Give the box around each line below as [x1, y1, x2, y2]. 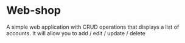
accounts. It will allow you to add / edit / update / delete [6, 29, 146, 36]
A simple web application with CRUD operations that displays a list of [6, 23, 180, 30]
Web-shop [6, 4, 61, 17]
